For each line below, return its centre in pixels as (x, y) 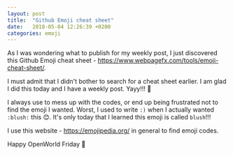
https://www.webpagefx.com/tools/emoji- (158, 61)
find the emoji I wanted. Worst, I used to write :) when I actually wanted (111, 110)
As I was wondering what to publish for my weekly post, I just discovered (113, 53)
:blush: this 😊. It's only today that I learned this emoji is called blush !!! (109, 117)
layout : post (26, 14)
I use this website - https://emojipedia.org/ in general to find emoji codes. (113, 131)
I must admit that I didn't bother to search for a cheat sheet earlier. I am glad (117, 82)
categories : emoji (34, 33)
